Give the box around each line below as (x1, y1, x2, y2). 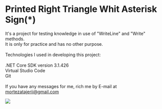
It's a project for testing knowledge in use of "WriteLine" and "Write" (5, 30, 146, 36)
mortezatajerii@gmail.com (5, 89, 59, 95)
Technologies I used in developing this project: (5, 51, 101, 58)
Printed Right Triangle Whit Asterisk (5, 3, 158, 15)
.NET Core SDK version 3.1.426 (5, 62, 69, 68)
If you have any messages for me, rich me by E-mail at (5, 83, 117, 89)
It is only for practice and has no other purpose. (5, 41, 103, 47)
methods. (5, 36, 25, 42)
